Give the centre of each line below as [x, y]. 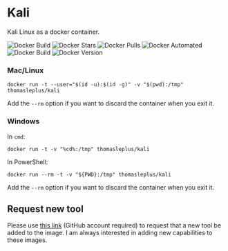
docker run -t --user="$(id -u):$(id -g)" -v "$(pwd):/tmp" [96, 85]
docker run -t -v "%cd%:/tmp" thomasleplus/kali [78, 149]
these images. [27, 240]
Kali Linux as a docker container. [54, 32]
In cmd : [16, 137]
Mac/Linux [26, 70]
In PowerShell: [28, 162]
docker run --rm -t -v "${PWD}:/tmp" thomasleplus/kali [89, 174]
